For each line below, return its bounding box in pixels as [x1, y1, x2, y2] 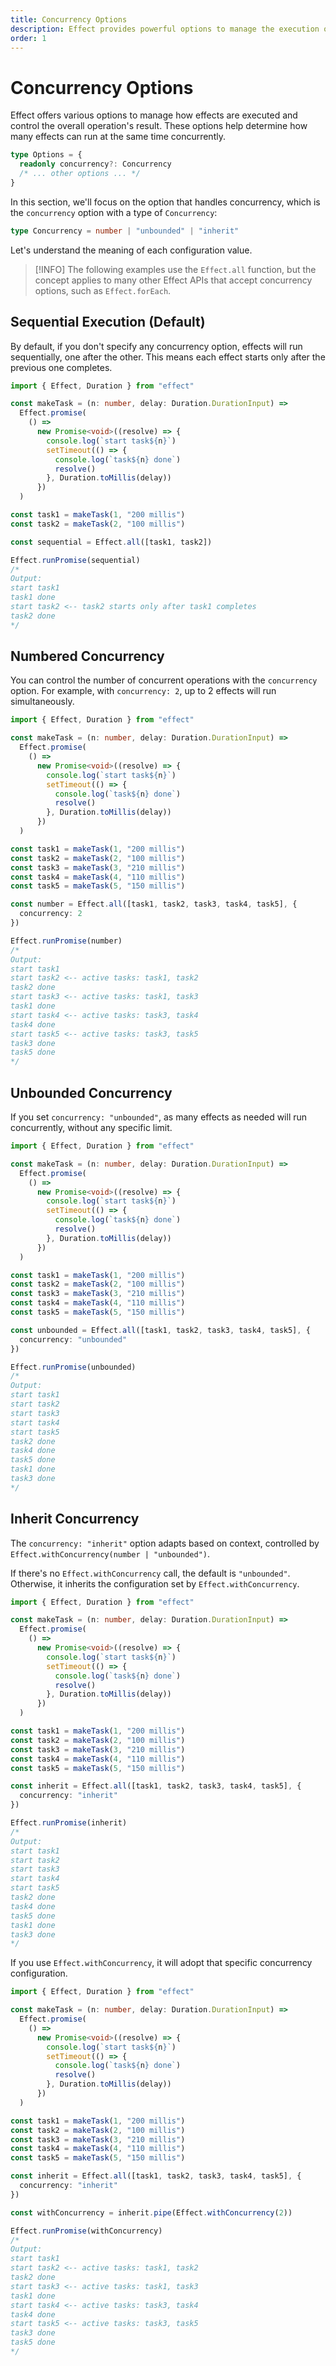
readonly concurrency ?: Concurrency [19, 159, 172, 170]
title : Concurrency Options [10, 14, 128, 25]
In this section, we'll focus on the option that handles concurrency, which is [10, 196, 321, 208]
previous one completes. [10, 361, 113, 373]
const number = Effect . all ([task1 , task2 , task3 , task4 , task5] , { [10, 899, 298, 910]
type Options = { [10, 150, 83, 160]
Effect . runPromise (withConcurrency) [10, 2226, 163, 2236]
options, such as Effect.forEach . [34, 284, 172, 296]
